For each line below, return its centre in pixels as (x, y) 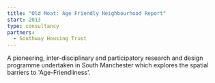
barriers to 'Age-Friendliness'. (49, 73)
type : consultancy (33, 26)
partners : (21, 32)
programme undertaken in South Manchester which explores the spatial (108, 65)
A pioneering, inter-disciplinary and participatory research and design (105, 58)
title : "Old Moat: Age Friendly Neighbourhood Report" (87, 13)
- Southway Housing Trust (50, 39)
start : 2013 (24, 20)
